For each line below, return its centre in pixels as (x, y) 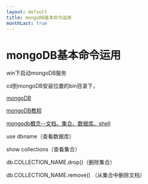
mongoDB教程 (24, 111)
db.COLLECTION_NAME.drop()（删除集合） (61, 162)
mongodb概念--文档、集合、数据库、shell (59, 124)
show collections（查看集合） (43, 149)
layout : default (27, 12)
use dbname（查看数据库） (40, 137)
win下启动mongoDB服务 (36, 73)
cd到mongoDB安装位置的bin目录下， (52, 86)
